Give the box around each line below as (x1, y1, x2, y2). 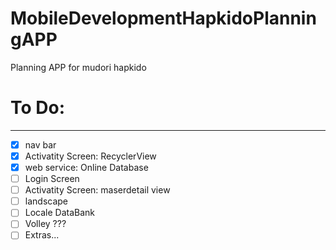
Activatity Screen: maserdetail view (24, 184, 171, 196)
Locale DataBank (24, 207, 96, 219)
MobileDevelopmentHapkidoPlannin (10, 7, 317, 30)
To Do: (10, 97, 66, 119)
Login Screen (24, 173, 80, 185)
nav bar (24, 138, 57, 151)
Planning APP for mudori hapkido (10, 61, 147, 73)
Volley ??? (24, 218, 67, 230)
